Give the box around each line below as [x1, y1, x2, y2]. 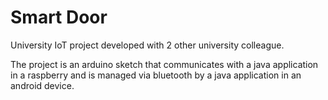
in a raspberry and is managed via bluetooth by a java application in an [10, 69, 302, 81]
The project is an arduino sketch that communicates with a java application [10, 58, 319, 70]
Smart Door [10, 6, 108, 29]
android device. [10, 79, 75, 91]
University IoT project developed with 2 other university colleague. [10, 39, 285, 51]
